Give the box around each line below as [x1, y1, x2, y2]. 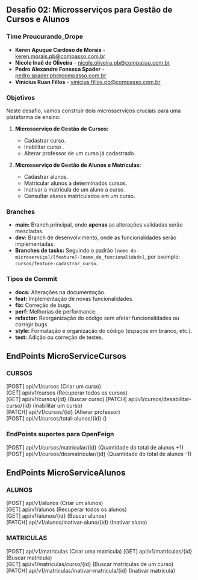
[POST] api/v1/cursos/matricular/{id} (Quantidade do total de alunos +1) [6, 443, 184, 451]
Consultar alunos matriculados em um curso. [23, 192, 135, 199]
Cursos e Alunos [6, 14, 70, 25]
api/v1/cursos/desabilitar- [128, 396, 191, 403]
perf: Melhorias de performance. [14, 308, 97, 315]
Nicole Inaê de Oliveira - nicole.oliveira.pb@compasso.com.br [14, 59, 170, 66]
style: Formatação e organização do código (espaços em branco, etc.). [14, 327, 193, 334]
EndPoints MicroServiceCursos [6, 350, 126, 361]
